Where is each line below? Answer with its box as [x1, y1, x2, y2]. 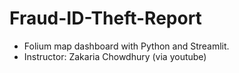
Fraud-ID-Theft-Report [9, 7, 202, 30]
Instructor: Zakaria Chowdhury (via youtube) [23, 50, 207, 62]
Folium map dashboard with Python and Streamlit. [23, 40, 230, 52]
